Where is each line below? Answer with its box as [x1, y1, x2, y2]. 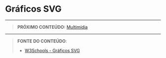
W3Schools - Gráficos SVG [24, 47, 80, 53]
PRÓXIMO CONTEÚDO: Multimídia [17, 24, 88, 30]
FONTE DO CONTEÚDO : [17, 38, 67, 44]
